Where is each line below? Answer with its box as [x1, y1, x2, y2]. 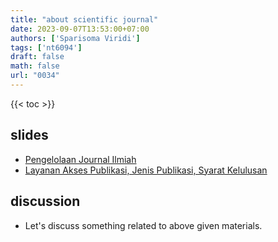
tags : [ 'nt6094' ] [10, 42, 83, 53]
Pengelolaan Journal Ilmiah [24, 153, 137, 165]
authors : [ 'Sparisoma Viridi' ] [10, 33, 141, 43]
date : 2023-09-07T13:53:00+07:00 [10, 24, 150, 34]
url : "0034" [10, 71, 60, 81]
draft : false [10, 52, 65, 62]
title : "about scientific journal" [10, 14, 159, 25]
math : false [10, 61, 60, 71]
